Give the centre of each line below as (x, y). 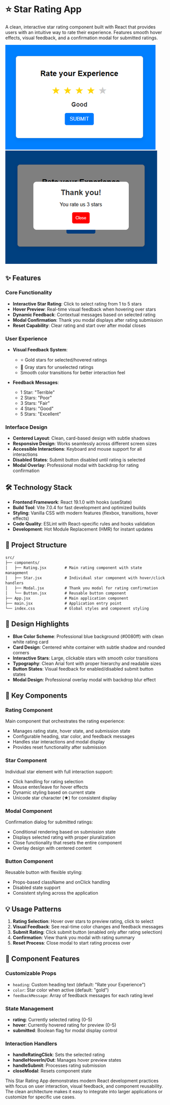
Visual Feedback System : (40, 349)
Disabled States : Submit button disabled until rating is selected (79, 460)
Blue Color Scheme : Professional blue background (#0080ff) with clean (88, 636)
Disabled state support (36, 888)
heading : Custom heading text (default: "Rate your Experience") (79, 984)
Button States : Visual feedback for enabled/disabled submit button (83, 669)
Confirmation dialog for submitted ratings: (49, 822)
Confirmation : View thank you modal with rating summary (74, 937)
